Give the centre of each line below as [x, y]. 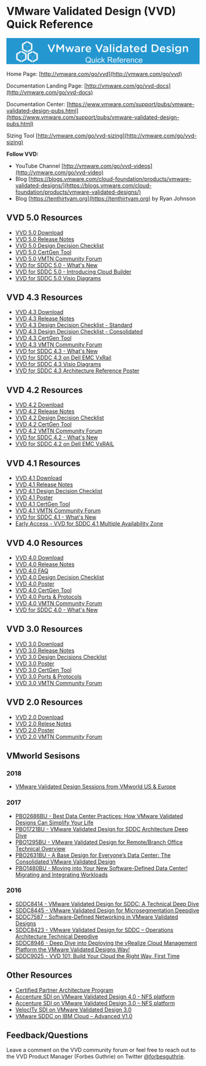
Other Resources [39, 976]
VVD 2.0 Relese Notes [43, 723]
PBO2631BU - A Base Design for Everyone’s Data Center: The [93, 855]
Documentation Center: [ [38, 104]
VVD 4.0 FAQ [32, 570]
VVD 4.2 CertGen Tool [43, 424]
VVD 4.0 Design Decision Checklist [59, 577]
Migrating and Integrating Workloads [62, 875]
